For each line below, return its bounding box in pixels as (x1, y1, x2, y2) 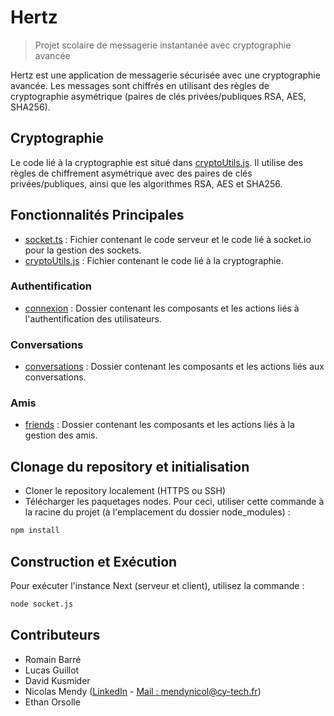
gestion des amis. (24, 429, 98, 441)
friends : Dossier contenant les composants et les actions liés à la (24, 419, 295, 431)
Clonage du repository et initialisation (10, 458, 250, 475)
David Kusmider (24, 674, 91, 686)
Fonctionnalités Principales (10, 207, 185, 224)
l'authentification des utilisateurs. (24, 312, 162, 325)
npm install (10, 526, 60, 536)
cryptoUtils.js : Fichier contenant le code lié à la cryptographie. (24, 254, 284, 266)
